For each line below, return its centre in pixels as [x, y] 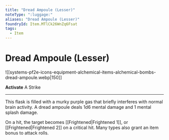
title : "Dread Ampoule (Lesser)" [40, 10]
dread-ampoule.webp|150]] [33, 77]
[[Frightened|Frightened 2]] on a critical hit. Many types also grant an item [82, 127]
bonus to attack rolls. [27, 133]
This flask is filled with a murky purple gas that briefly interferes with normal [84, 102]
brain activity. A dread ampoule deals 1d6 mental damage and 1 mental [78, 107]
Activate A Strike [23, 87]
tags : [11, 29]
